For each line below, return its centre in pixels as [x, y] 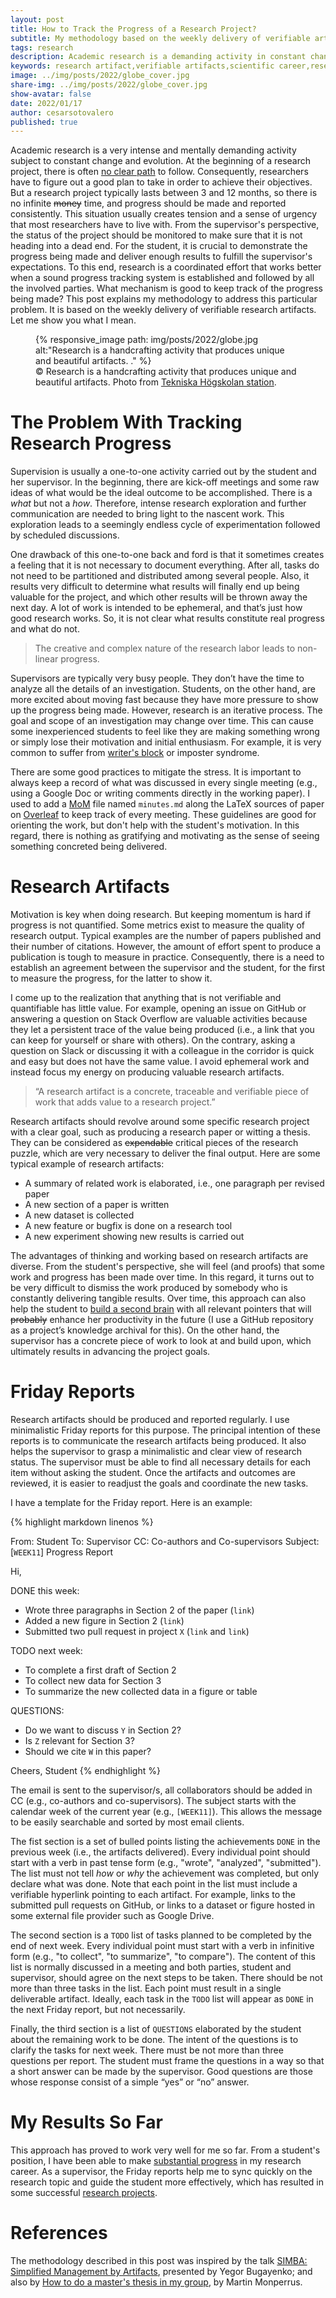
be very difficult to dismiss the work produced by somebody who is [149, 1288]
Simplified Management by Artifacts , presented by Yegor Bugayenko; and [161, 2271]
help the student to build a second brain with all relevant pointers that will [161, 1309]
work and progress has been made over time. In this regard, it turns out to [162, 1277]
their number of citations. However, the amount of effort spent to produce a [166, 947]
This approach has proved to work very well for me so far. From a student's [165, 2150]
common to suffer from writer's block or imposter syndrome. [135, 753]
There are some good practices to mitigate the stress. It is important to [156, 772]
